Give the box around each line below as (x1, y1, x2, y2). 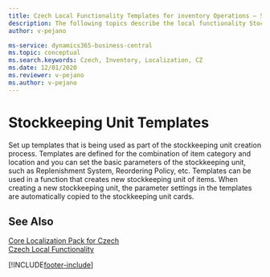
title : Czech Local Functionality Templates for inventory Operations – (8, 11, 257, 20)
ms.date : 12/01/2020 (8, 64, 78, 72)
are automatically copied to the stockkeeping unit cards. (8, 191, 194, 201)
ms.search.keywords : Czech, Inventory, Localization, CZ (8, 56, 203, 64)
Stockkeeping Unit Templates (8, 114, 210, 131)
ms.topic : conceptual (8, 49, 81, 57)
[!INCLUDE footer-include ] (8, 260, 94, 270)
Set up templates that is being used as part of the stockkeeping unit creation (8, 140, 262, 150)
